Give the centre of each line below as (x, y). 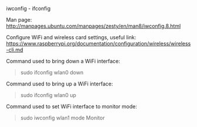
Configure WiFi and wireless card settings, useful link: (71, 37)
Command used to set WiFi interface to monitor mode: (72, 107)
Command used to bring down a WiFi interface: (63, 61)
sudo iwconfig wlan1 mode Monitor (62, 118)
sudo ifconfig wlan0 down (52, 72)
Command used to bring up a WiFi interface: (60, 84)
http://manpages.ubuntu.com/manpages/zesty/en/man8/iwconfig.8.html (94, 26)
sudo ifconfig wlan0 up (48, 95)
